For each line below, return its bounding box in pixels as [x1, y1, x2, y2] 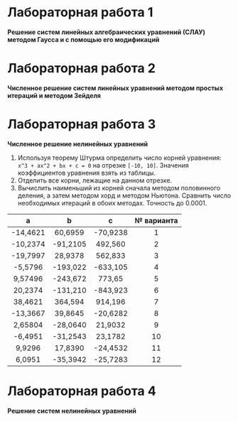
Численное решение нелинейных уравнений [7, 139, 148, 148]
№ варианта [134, 215, 178, 225]
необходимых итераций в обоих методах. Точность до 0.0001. [17, 198, 207, 207]
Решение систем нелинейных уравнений [7, 406, 136, 415]
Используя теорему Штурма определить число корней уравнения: [17, 153, 222, 162]
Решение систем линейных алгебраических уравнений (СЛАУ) [7, 28, 206, 36]
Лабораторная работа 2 [7, 60, 156, 77]
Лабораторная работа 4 [7, 383, 156, 399]
